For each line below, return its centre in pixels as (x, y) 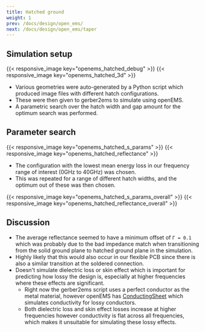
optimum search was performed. (56, 113)
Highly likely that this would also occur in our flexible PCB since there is (105, 257)
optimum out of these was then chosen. (65, 185)
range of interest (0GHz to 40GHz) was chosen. (76, 172)
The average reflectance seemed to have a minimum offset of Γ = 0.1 (103, 237)
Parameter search (41, 132)
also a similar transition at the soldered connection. (80, 263)
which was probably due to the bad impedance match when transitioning (107, 244)
